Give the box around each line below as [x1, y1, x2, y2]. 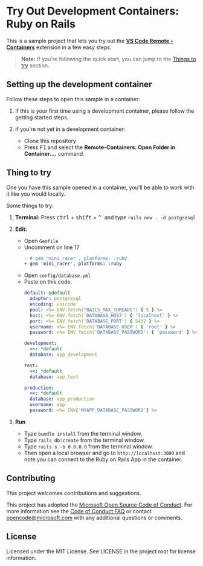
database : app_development [29, 351, 98, 358]
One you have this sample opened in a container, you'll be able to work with [6, 184, 195, 191]
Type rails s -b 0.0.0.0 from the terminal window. [24, 442, 153, 450]
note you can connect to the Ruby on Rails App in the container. [24, 456, 183, 463]
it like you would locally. [6, 190, 66, 198]
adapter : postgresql [29, 296, 82, 302]
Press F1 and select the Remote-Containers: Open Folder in [24, 144, 176, 151]
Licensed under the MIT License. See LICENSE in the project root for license [6, 547, 196, 555]
